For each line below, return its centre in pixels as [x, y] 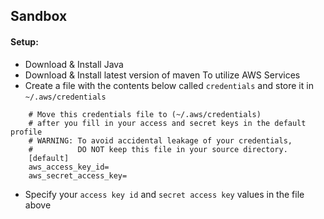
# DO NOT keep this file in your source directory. [158, 149]
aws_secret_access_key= [78, 175]
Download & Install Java [74, 64]
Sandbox [39, 16]
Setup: [24, 41]
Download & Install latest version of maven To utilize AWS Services [162, 75]
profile [26, 132]
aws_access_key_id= [69, 167]
